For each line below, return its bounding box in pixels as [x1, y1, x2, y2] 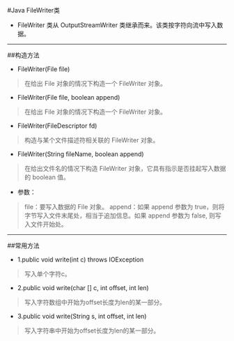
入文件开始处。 [24, 220, 68, 228]
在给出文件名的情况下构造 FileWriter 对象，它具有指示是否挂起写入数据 [24, 165, 226, 172]
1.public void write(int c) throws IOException [17, 255, 144, 264]
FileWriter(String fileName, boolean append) [17, 150, 144, 158]
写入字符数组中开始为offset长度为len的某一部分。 [24, 298, 166, 306]
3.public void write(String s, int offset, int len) [17, 312, 147, 320]
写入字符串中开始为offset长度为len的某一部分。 [24, 326, 160, 335]
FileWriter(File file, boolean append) [17, 93, 120, 101]
